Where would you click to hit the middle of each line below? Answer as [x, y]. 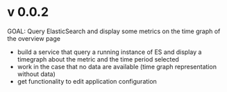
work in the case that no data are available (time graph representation [117, 66]
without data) [36, 74]
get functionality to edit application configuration [87, 81]
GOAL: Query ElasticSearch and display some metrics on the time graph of [114, 31]
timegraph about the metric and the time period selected [98, 59]
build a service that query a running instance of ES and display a [109, 52]
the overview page [34, 38]
